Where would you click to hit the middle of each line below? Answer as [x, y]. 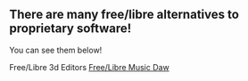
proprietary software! [70, 29]
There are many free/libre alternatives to [124, 15]
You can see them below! [56, 50]
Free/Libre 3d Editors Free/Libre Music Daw [89, 67]
